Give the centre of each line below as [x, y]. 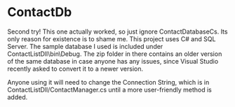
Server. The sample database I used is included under [85, 46]
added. [18, 97]
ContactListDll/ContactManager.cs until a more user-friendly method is [109, 90]
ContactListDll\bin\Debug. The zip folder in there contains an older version [115, 54]
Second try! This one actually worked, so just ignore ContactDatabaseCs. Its [117, 31]
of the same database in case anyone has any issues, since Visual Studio [113, 61]
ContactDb [40, 12]
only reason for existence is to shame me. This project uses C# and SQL [112, 38]
